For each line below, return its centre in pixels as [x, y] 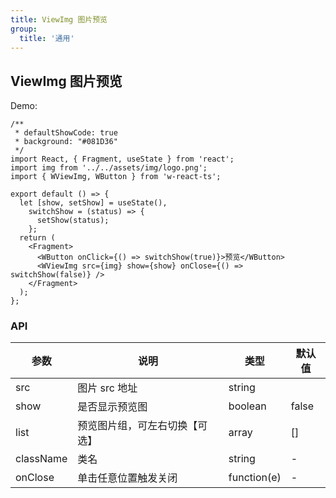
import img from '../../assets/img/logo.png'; [109, 168]
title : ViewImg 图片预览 [59, 19]
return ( [37, 238]
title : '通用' [47, 38]
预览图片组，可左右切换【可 [142, 426]
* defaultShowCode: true [66, 133]
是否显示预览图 [112, 407]
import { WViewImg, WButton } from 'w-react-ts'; [116, 177]
